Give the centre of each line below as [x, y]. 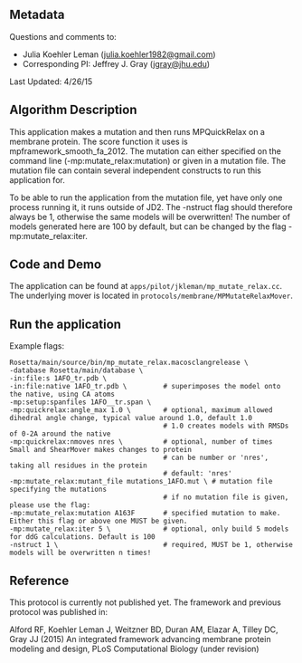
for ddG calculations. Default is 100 [82, 537]
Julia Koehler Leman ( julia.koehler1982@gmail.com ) [119, 54]
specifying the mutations [58, 490]
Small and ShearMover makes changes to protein [101, 450]
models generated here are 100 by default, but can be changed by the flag [148, 226]
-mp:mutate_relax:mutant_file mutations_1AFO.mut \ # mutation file [141, 482]
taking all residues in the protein [78, 466]
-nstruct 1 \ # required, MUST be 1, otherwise [151, 545]
